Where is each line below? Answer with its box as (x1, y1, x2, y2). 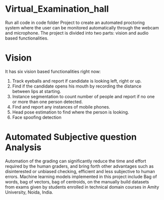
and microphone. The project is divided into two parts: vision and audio (5, 30, 149, 36)
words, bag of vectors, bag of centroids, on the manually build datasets (5, 178, 149, 184)
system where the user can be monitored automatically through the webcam (5, 24, 159, 30)
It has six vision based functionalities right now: (5, 68, 101, 74)
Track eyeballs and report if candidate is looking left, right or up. (12, 78, 142, 84)
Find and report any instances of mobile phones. (12, 104, 110, 110)
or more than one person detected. (12, 99, 83, 105)
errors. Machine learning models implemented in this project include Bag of (5, 174, 157, 179)
